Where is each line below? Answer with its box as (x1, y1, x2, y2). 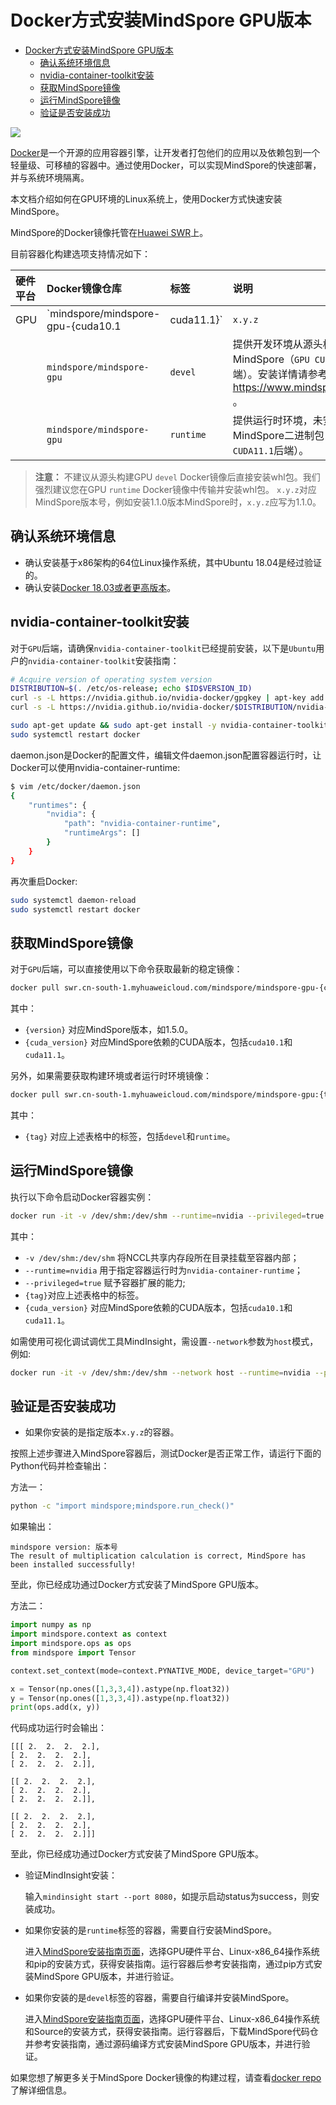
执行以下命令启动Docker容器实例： (10, 1191, 155, 1203)
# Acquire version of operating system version (10, 674, 213, 685)
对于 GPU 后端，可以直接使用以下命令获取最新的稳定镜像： (10, 963, 243, 975)
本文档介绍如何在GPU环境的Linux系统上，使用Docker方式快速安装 (10, 192, 283, 205)
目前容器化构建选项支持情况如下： (10, 247, 151, 260)
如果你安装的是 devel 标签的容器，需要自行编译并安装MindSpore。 (24, 1992, 295, 2004)
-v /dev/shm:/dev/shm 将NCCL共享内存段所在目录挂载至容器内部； (24, 1251, 300, 1263)
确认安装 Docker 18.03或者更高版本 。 (24, 581, 177, 593)
